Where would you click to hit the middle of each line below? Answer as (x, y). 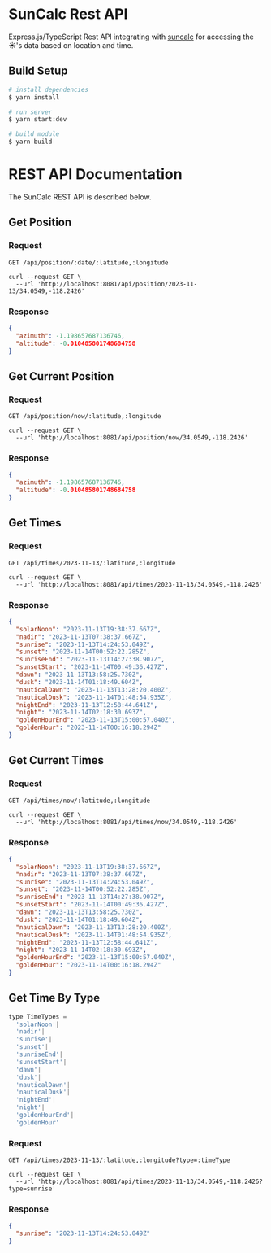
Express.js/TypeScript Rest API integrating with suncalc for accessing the (131, 37)
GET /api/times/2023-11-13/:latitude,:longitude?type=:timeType (119, 1160)
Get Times (35, 523)
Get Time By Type (54, 998)
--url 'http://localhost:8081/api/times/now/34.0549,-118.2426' (127, 822)
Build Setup (38, 71)
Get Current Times (56, 760)
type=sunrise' (32, 1189)
